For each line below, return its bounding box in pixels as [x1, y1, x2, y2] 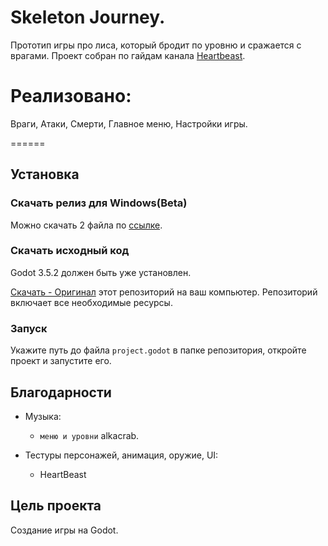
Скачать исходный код [10, 244, 130, 258]
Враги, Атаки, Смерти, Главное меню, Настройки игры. [10, 117, 248, 130]
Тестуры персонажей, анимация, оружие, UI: [24, 449, 219, 461]
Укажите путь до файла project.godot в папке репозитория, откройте [10, 344, 307, 356]
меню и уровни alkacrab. [39, 429, 140, 441]
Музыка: [24, 410, 62, 422]
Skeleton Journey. [10, 6, 166, 29]
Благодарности [10, 384, 112, 401]
